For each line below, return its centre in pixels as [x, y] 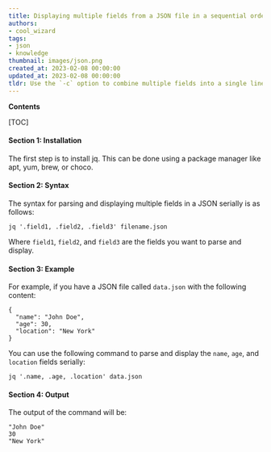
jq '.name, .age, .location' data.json [75, 377]
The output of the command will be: [68, 412]
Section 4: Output [39, 394]
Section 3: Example [42, 269]
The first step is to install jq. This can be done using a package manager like [135, 158]
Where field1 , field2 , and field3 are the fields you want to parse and [125, 241]
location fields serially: [47, 362]
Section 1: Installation [45, 140]
